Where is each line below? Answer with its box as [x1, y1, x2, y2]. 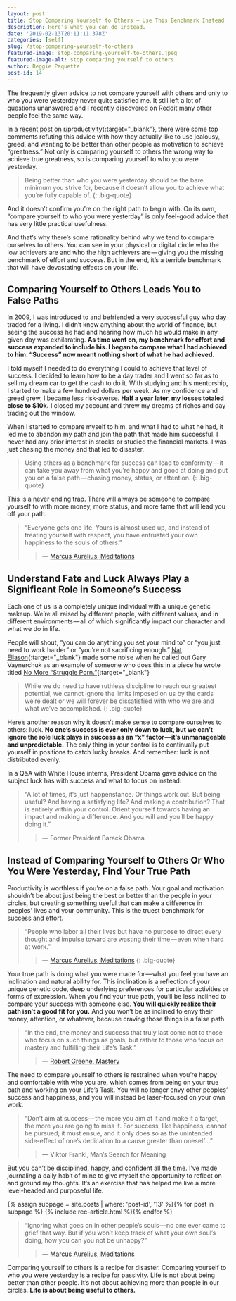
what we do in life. [7, 625, 60, 633]
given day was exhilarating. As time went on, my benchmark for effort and [7, 335, 225, 344]
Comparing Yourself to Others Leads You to [7, 283, 202, 295]
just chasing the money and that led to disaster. [7, 445, 145, 454]
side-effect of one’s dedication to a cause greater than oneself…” [24, 1136, 213, 1145]
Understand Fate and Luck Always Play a [7, 572, 190, 585]
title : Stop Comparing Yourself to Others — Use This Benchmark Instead [7, 17, 225, 24]
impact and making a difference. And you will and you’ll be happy [24, 813, 214, 821]
